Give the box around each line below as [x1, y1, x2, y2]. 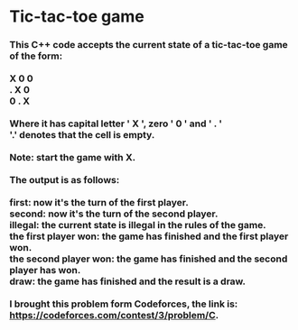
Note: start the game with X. [9, 151, 136, 164]
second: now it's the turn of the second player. [9, 207, 219, 220]
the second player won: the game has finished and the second [9, 252, 288, 265]
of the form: [9, 50, 63, 62]
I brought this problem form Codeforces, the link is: [9, 298, 238, 310]
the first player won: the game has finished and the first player [9, 230, 289, 243]
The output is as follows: [9, 174, 120, 187]
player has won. [9, 264, 81, 277]
